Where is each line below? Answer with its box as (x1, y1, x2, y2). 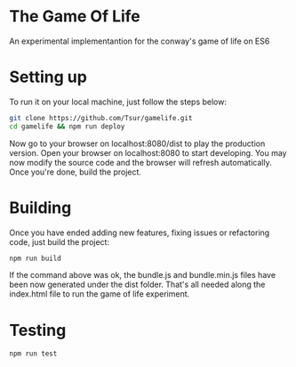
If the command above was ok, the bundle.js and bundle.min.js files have (9, 270, 276, 281)
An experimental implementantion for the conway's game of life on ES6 (9, 36, 270, 46)
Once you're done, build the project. (9, 167, 142, 177)
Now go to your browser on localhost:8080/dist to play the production (9, 138, 266, 149)
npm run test (9, 349, 58, 358)
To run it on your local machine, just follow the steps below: (9, 96, 227, 107)
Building (9, 198, 72, 217)
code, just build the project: (9, 236, 109, 247)
